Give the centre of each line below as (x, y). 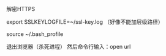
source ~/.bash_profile (35, 34)
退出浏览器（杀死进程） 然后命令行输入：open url (69, 47)
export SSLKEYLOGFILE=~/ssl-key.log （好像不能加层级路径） (85, 22)
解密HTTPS (21, 9)
